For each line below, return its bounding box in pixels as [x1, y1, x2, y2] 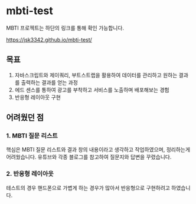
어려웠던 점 [6, 113, 44, 123]
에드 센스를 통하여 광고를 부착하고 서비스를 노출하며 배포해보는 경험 [14, 86, 169, 93]
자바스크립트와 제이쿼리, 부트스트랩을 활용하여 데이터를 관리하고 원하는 [14, 71, 178, 78]
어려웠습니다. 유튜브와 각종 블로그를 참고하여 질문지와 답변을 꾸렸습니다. [6, 153, 172, 160]
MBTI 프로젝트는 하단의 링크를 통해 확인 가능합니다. [6, 24, 125, 31]
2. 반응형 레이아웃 [6, 170, 54, 178]
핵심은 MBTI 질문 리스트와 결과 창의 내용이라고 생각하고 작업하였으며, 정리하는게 [6, 146, 191, 153]
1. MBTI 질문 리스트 [6, 131, 58, 140]
